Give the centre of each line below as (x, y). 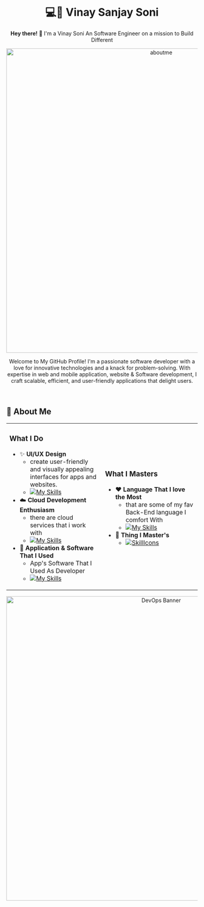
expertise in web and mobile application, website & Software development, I (102, 374)
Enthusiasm (37, 510)
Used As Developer (58, 570)
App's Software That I (61, 563)
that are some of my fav (159, 505)
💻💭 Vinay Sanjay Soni (102, 12)
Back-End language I (156, 513)
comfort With (144, 520)
